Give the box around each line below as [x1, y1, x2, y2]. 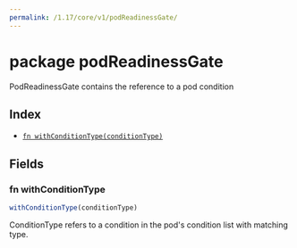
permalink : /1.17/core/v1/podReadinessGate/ [9, 12, 178, 22]
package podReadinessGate [9, 51, 224, 71]
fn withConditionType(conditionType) [21, 132, 164, 141]
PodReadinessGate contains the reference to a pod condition [9, 81, 234, 92]
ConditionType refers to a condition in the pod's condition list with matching [9, 219, 288, 230]
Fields [9, 156, 45, 171]
